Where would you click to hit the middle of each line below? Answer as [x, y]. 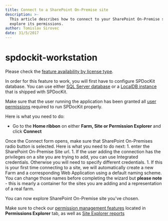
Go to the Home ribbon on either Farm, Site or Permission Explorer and [86, 126]
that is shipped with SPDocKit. [36, 92]
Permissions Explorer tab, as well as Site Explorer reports [65, 213]
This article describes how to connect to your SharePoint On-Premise [85, 19]
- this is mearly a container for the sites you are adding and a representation [83, 183]
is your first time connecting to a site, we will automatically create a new [79, 167]
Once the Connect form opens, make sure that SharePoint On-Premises [79, 141]
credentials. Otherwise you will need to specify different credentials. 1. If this [84, 162]
